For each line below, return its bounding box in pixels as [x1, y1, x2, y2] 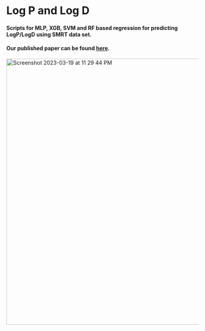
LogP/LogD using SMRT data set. [6, 31, 92, 38]
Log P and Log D [6, 4, 90, 18]
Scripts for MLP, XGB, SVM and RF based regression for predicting [6, 24, 178, 31]
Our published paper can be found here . [6, 45, 110, 52]
